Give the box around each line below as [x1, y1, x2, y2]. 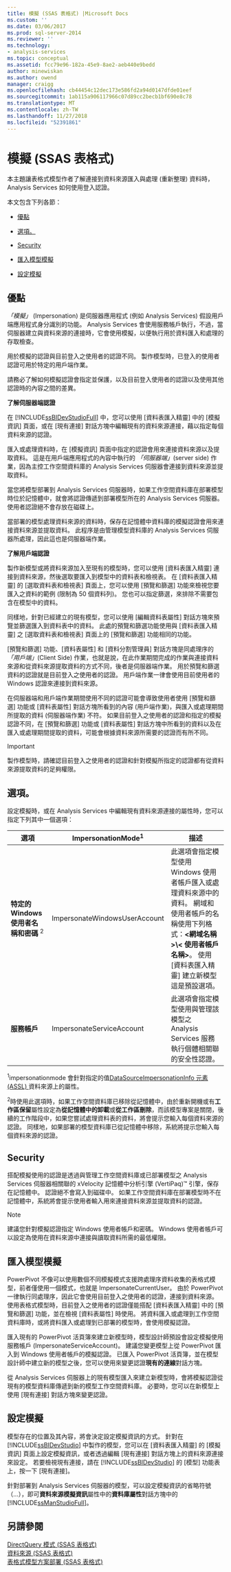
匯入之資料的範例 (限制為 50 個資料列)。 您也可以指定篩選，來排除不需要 [7, 590, 213, 598]
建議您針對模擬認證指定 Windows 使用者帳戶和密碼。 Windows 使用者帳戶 [7, 1225, 217, 1233]
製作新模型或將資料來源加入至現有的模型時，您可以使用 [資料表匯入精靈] [7, 564, 212, 572]
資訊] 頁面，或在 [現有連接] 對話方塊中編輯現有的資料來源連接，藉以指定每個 [7, 422, 224, 431]
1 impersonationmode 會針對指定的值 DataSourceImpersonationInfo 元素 [7, 1073, 208, 1082]
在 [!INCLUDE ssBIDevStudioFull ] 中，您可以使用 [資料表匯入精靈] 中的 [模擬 [7, 413, 221, 422]
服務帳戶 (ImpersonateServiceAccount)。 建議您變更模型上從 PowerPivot [7, 1341, 214, 1349]
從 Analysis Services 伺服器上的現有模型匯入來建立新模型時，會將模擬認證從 [7, 1374, 223, 1381]
